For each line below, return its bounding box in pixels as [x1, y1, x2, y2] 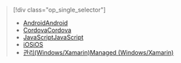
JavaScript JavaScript [23, 33, 84, 41]
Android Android [23, 19, 68, 26]
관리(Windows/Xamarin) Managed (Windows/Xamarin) [23, 49, 174, 56]
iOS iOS [23, 41, 44, 48]
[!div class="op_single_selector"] [12, 6, 107, 14]
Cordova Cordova [23, 26, 72, 34]
